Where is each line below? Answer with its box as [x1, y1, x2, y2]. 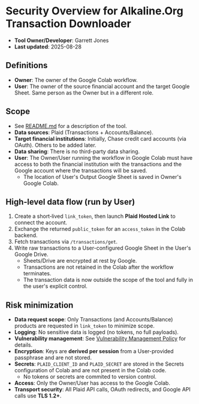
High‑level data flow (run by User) [5, 196, 135, 207]
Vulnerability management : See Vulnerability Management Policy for [14, 335, 186, 342]
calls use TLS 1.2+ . [14, 392, 62, 399]
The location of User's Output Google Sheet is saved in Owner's [23, 173, 182, 180]
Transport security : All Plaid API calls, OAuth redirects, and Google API [14, 386, 191, 393]
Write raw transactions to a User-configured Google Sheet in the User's [14, 244, 191, 252]
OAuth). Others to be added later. [14, 141, 97, 148]
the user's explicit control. [23, 283, 88, 290]
